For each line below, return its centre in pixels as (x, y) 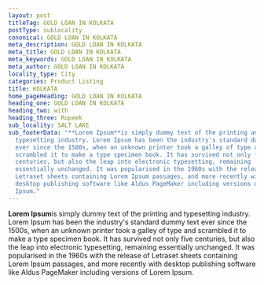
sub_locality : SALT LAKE (49, 125)
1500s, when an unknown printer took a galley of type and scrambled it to (127, 230)
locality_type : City (42, 74)
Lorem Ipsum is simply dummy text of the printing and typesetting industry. (129, 213)
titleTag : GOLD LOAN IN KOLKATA (61, 23)
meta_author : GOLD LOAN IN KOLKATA (66, 67)
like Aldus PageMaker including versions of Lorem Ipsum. (101, 272)
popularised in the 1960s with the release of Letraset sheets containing (123, 255)
